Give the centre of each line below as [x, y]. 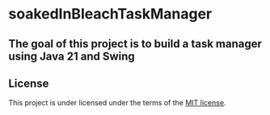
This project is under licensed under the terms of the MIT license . [117, 103]
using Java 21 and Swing [72, 56]
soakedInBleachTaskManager [110, 14]
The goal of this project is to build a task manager [135, 44]
